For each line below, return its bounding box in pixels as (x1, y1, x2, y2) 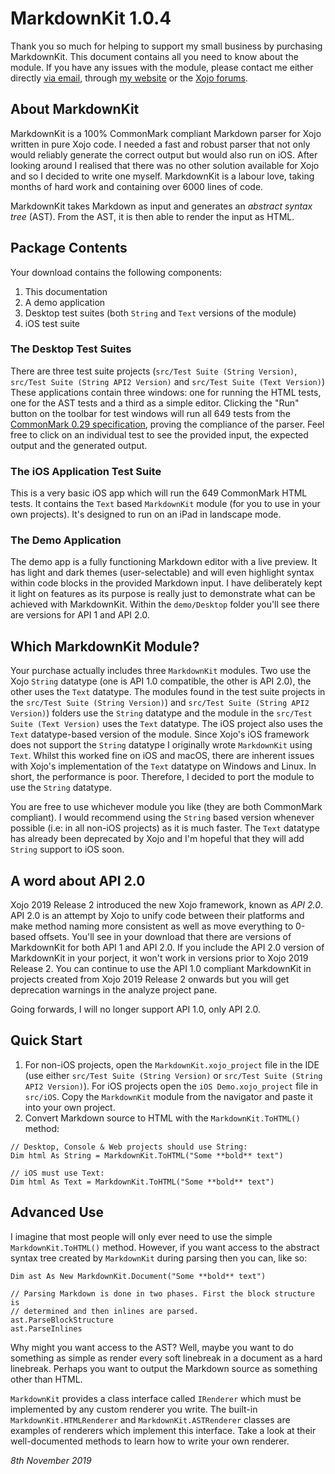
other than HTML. (10, 1373, 83, 1385)
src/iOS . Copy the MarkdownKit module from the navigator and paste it (24, 1090, 313, 1102)
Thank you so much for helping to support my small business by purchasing (10, 40, 323, 52)
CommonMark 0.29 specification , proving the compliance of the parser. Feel (10, 418, 325, 430)
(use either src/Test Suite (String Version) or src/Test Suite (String (24, 1069, 323, 1081)
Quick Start (10, 1032, 83, 1049)
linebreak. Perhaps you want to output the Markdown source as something (10, 1362, 318, 1374)
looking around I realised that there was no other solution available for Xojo (10, 159, 320, 171)
